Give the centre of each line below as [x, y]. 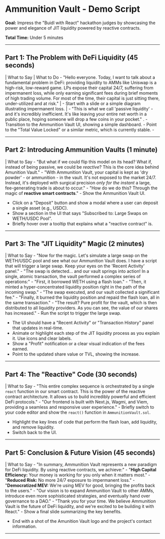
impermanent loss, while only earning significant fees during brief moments [82, 93]
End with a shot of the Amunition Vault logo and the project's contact [82, 521]
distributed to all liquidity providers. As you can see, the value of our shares [82, 308]
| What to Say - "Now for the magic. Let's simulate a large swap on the [76, 255]
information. [24, 526]
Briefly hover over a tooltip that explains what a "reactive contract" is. [82, 223]
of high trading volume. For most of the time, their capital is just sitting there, [82, 98]
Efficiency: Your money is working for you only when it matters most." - [78, 475]
